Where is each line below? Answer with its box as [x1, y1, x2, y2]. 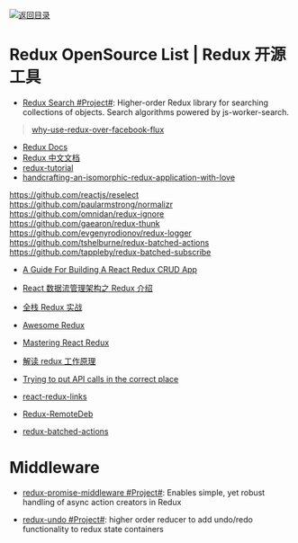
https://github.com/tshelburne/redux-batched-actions [9, 236, 210, 247]
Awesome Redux [22, 319, 86, 330]
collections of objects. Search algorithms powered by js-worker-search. [22, 106, 290, 117]
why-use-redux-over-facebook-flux [31, 124, 165, 135]
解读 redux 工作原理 [22, 355, 96, 366]
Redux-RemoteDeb [22, 408, 94, 419]
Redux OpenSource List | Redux [9, 45, 251, 65]
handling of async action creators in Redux [22, 496, 182, 507]
